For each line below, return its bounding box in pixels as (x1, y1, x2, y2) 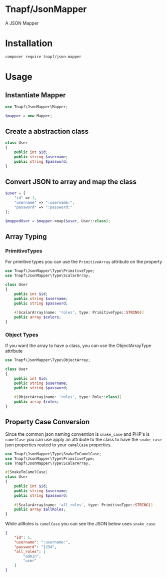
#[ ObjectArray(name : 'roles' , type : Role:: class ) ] (14, 395, 122, 400)
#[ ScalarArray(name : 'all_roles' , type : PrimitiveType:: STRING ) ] (14, 502, 153, 507)
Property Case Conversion (5, 418, 90, 426)
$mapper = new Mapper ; (5, 113, 52, 118)
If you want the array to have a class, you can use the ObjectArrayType (5, 343, 151, 349)
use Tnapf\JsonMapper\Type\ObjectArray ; (5, 358, 91, 363)
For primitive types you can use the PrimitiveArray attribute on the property (5, 259, 162, 265)
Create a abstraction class (5, 127, 89, 136)
